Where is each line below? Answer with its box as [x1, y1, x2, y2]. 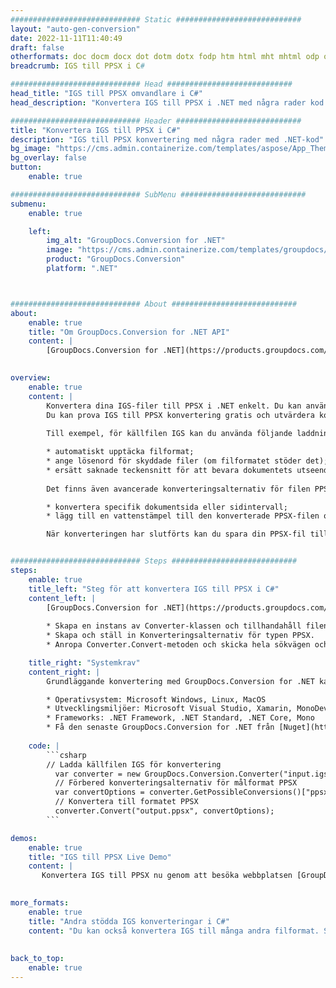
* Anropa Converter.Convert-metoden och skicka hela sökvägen [46, 640, 311, 650]
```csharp [46, 750, 87, 760]
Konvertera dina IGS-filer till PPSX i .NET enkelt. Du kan [46, 401, 302, 411]
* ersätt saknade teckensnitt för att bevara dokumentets [46, 465, 293, 475]
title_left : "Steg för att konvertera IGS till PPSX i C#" [28, 584, 280, 594]
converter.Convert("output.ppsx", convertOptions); [54, 806, 275, 816]
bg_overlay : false [10, 153, 87, 163]
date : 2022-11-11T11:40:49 [10, 33, 123, 43]
